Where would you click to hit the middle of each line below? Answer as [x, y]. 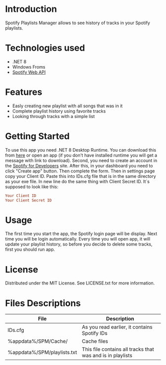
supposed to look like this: [32, 187]
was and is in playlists [107, 356]
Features [24, 92]
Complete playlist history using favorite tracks [59, 111]
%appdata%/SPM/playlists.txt [42, 353]
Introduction [31, 9]
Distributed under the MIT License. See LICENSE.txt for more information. [80, 283]
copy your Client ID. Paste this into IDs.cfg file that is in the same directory [81, 176]
